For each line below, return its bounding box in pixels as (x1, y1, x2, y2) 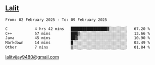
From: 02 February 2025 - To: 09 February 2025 (5, 17, 108, 22)
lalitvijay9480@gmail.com (5, 54, 59, 60)
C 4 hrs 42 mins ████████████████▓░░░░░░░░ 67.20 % (5, 26, 150, 31)
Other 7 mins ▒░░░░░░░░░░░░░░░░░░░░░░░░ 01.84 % (5, 45, 150, 50)
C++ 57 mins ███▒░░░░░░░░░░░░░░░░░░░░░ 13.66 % (5, 31, 150, 36)
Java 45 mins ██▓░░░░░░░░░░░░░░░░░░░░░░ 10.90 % (5, 35, 150, 40)
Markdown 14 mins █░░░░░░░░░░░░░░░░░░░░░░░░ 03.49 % (5, 40, 150, 45)
